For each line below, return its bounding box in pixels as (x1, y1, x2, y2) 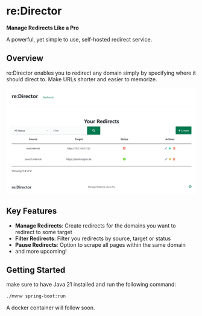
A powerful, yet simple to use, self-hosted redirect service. (6, 36, 153, 43)
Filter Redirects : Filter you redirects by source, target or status (14, 235, 171, 242)
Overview (6, 53, 44, 64)
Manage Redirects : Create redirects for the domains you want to (14, 222, 176, 229)
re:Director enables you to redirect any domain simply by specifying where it (6, 69, 196, 76)
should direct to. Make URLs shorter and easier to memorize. (6, 75, 158, 82)
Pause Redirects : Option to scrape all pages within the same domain (14, 241, 186, 248)
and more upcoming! (14, 247, 68, 255)
